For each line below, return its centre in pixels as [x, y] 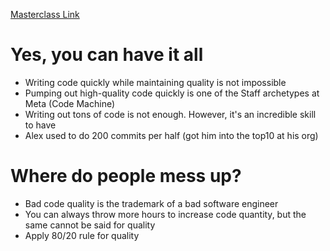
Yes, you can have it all [107, 55]
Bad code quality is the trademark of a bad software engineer [151, 203]
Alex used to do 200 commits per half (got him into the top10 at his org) [171, 135]
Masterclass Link [45, 14]
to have [40, 125]
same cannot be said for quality [90, 225]
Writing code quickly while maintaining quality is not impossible [155, 82]
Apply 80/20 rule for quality [82, 235]
